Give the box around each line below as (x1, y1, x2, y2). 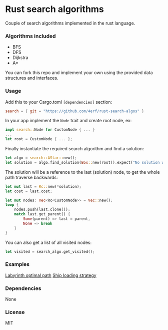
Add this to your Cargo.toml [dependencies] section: (5, 99, 112, 105)
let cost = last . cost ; (5, 189, 52, 194)
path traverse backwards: (5, 174, 58, 180)
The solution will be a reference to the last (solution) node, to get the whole (5, 169, 160, 175)
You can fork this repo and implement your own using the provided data (5, 70, 153, 76)
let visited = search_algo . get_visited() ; (5, 249, 95, 254)
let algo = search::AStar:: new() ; (5, 155, 77, 161)
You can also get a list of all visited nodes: (5, 239, 92, 245)
